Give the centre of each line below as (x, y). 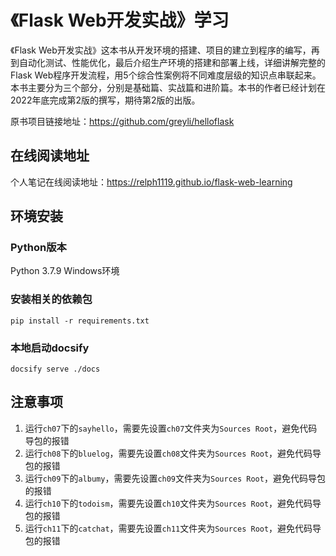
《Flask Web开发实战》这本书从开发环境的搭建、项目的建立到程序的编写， (161, 50)
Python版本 (38, 248)
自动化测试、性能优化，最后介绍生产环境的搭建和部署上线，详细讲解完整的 (172, 62)
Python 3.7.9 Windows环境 (65, 271)
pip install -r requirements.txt (80, 321)
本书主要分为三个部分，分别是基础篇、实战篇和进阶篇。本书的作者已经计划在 (168, 87)
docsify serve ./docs (55, 369)
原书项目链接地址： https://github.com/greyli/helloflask (122, 121)
